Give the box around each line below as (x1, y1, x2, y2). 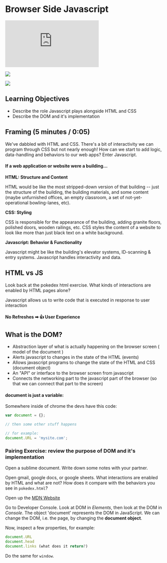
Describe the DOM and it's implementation (12, 113, 100, 119)
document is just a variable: (5, 392, 64, 398)
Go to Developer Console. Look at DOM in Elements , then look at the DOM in (5, 504, 162, 510)
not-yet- (125, 194, 143, 200)
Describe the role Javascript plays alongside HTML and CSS (12, 108, 137, 114)
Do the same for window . (5, 553, 54, 559)
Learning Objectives (5, 95, 70, 103)
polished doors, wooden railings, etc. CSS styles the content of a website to (5, 224, 161, 230)
